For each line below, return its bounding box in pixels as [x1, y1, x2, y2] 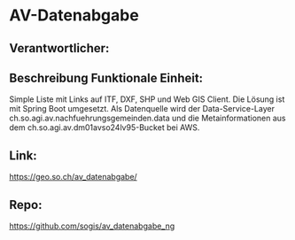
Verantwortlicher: [9, 41, 110, 56]
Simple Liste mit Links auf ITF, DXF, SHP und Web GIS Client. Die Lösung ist [9, 94, 285, 105]
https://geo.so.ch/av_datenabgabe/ [9, 172, 137, 182]
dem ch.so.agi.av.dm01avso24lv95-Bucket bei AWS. [9, 122, 200, 133]
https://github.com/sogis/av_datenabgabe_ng [9, 221, 175, 231]
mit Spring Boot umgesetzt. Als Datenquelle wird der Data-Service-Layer [9, 104, 275, 114]
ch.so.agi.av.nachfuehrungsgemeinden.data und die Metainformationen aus [9, 112, 286, 124]
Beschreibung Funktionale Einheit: [9, 70, 204, 85]
